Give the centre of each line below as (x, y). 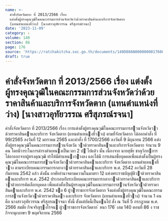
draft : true (17, 56)
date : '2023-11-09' (25, 29)
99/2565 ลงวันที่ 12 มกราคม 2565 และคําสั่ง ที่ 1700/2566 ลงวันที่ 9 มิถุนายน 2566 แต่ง (83, 140)
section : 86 (17, 43)
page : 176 (15, 47)
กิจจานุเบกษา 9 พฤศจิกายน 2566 (34, 213)
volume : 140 (17, 38)
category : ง (17, 33)
